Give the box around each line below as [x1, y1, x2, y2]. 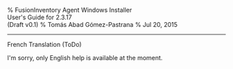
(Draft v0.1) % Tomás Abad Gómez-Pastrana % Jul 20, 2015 [7, 21, 178, 28]
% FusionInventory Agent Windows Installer [7, 6, 132, 14]
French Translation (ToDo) [7, 41, 82, 48]
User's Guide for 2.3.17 [7, 13, 72, 21]
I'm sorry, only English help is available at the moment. [7, 54, 163, 61]
